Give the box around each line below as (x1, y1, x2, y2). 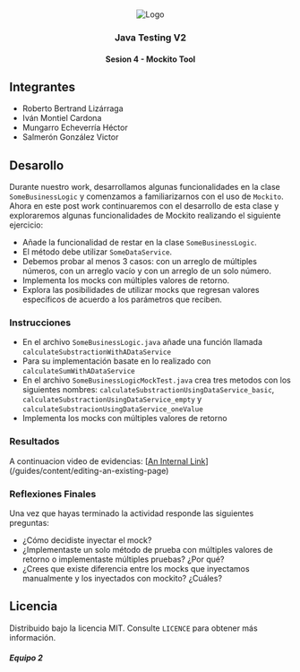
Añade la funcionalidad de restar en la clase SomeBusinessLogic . (21, 237, 257, 248)
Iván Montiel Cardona (21, 113, 102, 124)
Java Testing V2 (115, 31, 186, 44)
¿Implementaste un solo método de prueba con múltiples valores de (21, 545, 273, 556)
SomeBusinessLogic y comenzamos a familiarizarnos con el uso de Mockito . (9, 191, 284, 202)
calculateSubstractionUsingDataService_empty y (21, 394, 202, 405)
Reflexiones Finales (9, 487, 97, 500)
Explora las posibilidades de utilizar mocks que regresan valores (21, 285, 260, 296)
